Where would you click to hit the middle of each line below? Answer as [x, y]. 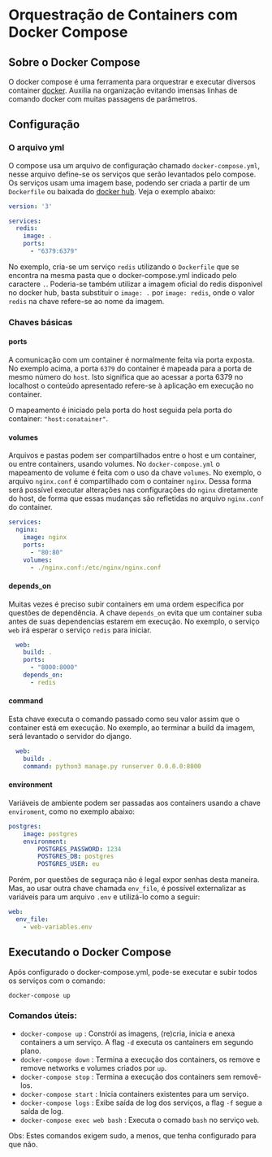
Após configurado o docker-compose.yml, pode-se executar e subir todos [133, 972]
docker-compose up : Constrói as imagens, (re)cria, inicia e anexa [127, 1033]
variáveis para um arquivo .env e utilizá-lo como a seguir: [104, 897]
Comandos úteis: [43, 1016]
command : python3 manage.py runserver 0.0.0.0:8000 [112, 766]
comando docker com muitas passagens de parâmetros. [103, 99]
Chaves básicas [41, 322]
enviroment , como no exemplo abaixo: [72, 811]
